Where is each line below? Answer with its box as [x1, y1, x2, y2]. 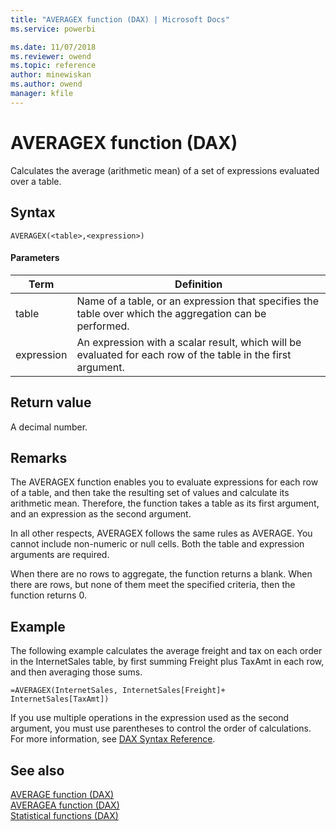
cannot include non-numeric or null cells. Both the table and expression [10, 538, 305, 550]
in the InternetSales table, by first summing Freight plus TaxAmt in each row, [10, 656, 325, 668]
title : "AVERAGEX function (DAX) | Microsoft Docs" [10, 14, 230, 25]
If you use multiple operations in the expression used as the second [10, 712, 290, 724]
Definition [174, 277, 223, 291]
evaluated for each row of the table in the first [76, 347, 292, 361]
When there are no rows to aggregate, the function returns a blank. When [10, 568, 313, 580]
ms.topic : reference [10, 61, 97, 71]
